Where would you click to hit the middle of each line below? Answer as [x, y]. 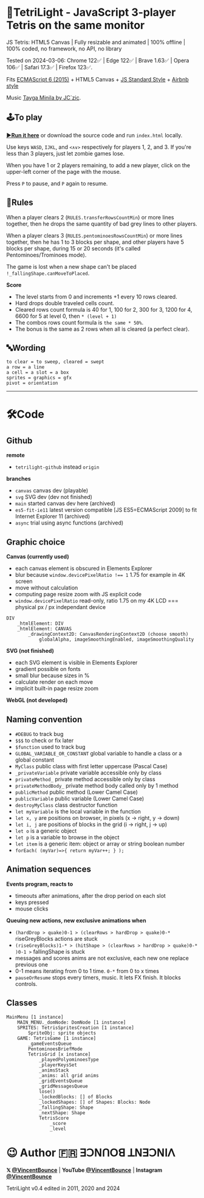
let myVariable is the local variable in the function [78, 811]
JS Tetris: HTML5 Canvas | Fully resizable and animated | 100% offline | [96, 42]
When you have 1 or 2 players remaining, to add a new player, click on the [98, 165]
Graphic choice [36, 542]
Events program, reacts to [40, 884]
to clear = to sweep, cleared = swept [55, 362]
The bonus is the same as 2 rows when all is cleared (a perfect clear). [102, 329]
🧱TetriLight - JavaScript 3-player [91, 12]
